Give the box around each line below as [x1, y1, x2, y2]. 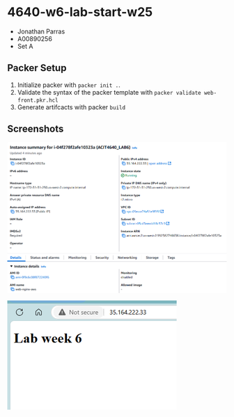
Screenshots [7, 123, 64, 135]
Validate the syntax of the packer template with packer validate [17, 88, 201, 96]
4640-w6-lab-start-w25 [7, 4, 153, 20]
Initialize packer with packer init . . [17, 81, 120, 89]
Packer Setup [7, 62, 67, 74]
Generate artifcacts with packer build [17, 102, 126, 111]
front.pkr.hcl [17, 97, 58, 104]
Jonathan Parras [17, 27, 65, 36]
